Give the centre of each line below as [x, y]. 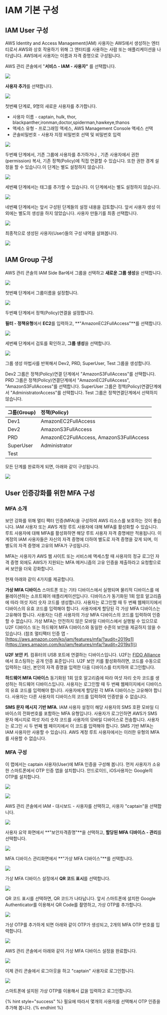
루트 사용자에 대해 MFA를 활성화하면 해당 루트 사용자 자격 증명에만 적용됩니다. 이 [83, 533]
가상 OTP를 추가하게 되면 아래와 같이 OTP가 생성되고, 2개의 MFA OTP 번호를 [80, 925]
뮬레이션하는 [17, 596]
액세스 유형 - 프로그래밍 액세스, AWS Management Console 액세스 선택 [83, 128]
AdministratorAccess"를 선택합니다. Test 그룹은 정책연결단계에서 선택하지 [85, 392]
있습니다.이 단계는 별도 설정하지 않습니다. [65, 167]
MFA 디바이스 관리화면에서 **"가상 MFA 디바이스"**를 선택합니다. [69, 858]
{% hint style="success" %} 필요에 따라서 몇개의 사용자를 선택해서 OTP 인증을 [83, 1001]
